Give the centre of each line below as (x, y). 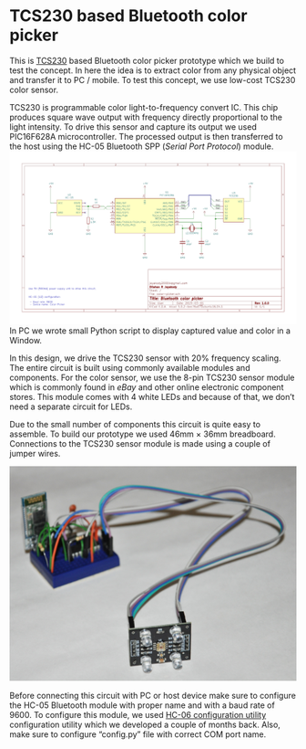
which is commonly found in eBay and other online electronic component (147, 387)
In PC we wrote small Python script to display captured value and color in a (150, 331)
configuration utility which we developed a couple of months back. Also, (145, 725)
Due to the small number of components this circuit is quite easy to (135, 424)
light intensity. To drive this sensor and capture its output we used (133, 127)
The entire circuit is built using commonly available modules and (130, 367)
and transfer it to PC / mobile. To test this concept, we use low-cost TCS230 (153, 79)
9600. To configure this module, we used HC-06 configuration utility (138, 715)
